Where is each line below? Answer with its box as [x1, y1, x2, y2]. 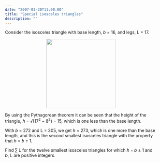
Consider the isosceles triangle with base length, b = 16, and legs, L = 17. [5, 30, 150, 35]
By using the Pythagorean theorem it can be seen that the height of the [5, 112, 146, 118]
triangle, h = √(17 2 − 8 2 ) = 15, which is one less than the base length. [5, 117, 142, 124]
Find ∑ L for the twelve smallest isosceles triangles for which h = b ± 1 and [5, 147, 153, 153]
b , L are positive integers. [5, 152, 56, 158]
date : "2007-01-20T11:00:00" [5, 7, 64, 12]
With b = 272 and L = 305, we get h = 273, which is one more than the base [5, 128, 156, 133]
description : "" [5, 16, 38, 21]
